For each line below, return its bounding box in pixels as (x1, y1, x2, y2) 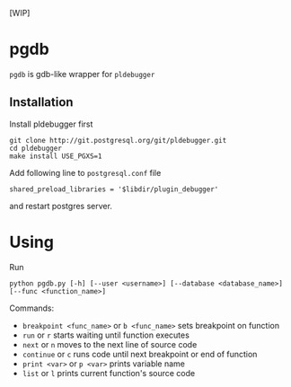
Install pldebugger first (9, 119, 93, 129)
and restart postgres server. (9, 200, 112, 211)
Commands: (9, 303, 55, 313)
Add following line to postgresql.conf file (9, 167, 162, 178)
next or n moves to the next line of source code (22, 339, 198, 349)
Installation (9, 94, 74, 110)
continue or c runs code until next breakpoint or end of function (22, 348, 258, 359)
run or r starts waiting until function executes (22, 330, 190, 340)
